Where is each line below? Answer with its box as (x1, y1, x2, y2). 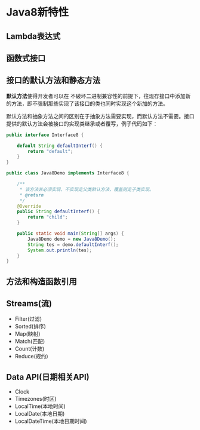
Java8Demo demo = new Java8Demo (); (27, 236, 116, 242)
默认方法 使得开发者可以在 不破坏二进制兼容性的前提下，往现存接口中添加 (6, 92, 186, 99)
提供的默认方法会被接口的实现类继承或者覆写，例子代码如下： (6, 120, 158, 127)
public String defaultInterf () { (17, 208, 100, 215)
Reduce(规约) (14, 353, 48, 360)
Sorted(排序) (14, 323, 47, 330)
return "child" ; (27, 214, 68, 220)
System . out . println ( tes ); (27, 247, 93, 253)
